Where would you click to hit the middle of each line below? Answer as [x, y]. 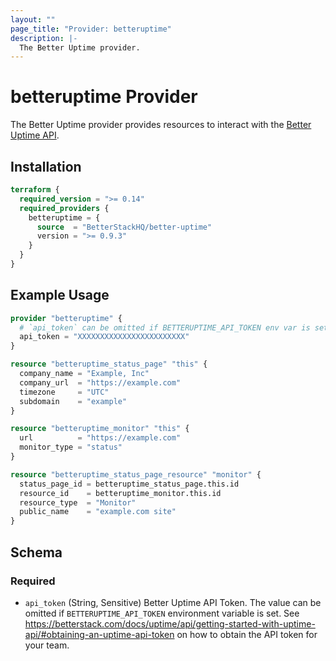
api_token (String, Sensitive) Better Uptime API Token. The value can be [173, 602]
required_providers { [64, 208]
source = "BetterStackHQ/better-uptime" [124, 227]
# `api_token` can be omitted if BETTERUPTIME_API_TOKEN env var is [165, 327]
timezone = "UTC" [64, 392]
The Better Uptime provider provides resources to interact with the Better [161, 125]
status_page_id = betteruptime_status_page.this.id [129, 484]
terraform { [35, 190]
